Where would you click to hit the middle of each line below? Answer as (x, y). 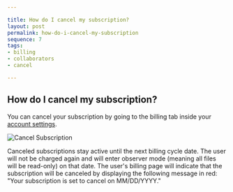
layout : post (26, 26)
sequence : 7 (24, 39)
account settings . (32, 124)
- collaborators (31, 59)
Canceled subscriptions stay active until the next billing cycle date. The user (117, 151)
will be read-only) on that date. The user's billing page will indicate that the (115, 165)
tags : (15, 46)
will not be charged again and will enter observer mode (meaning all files (112, 158)
